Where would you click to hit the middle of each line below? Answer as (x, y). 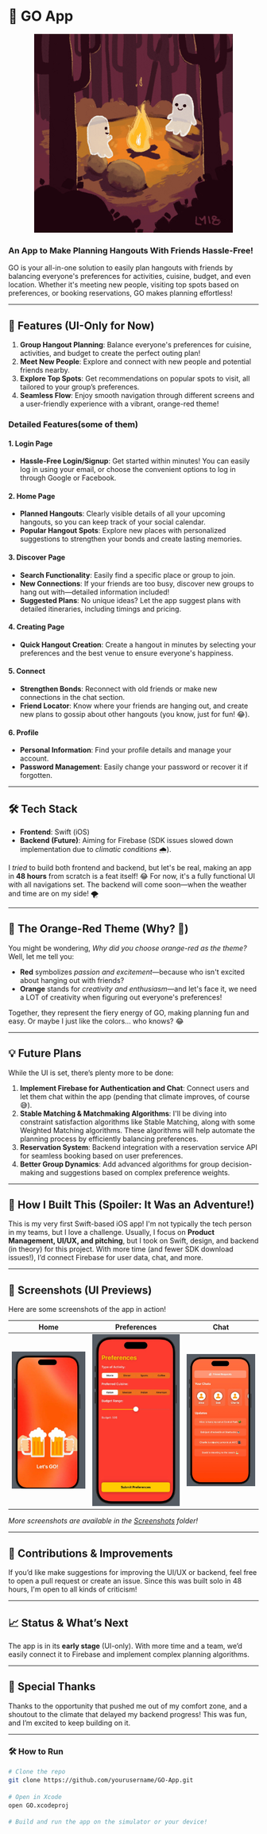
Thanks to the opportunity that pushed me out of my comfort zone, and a (128, 1706)
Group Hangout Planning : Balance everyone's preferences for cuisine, (135, 345)
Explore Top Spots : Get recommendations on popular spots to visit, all (135, 379)
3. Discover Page (37, 557)
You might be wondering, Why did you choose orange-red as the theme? (128, 948)
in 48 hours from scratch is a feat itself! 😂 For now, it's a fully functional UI (132, 876)
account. (34, 759)
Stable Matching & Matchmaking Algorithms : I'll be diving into (123, 1113)
